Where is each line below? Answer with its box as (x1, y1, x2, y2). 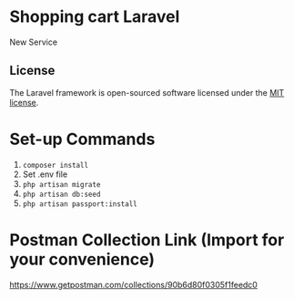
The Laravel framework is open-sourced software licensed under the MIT (9, 87, 285, 98)
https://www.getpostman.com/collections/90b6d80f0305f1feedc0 (9, 279, 258, 290)
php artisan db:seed (22, 190, 101, 199)
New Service (9, 36, 57, 47)
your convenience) (9, 249, 156, 270)
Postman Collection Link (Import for (9, 230, 285, 250)
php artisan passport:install (22, 199, 138, 209)
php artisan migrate (22, 180, 101, 189)
